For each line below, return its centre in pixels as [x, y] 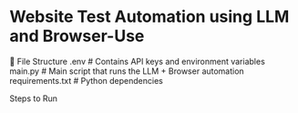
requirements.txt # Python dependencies [87, 80]
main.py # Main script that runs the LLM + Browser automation [127, 71]
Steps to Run [33, 98]
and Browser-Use [77, 36]
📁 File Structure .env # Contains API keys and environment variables [138, 61]
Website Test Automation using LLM [149, 17]
